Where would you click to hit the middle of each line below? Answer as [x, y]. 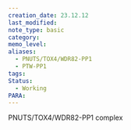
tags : [17, 74]
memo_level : [27, 45]
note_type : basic [36, 30]
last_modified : [33, 23]
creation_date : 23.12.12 [48, 15]
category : [24, 37]
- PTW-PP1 [31, 67]
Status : [21, 81]
